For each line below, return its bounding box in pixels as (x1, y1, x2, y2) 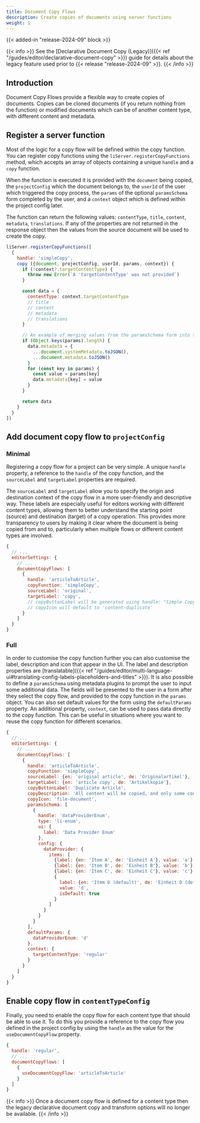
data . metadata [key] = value (32, 377, 102, 383)
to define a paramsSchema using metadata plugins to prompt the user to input (6, 680, 192, 687)
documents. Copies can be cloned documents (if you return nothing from (6, 100, 186, 108)
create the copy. (6, 232, 46, 240)
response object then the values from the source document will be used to (6, 226, 189, 233)
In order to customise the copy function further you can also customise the (6, 655, 190, 662)
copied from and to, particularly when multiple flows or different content (6, 526, 183, 533)
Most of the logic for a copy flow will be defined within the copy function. (6, 146, 186, 153)
